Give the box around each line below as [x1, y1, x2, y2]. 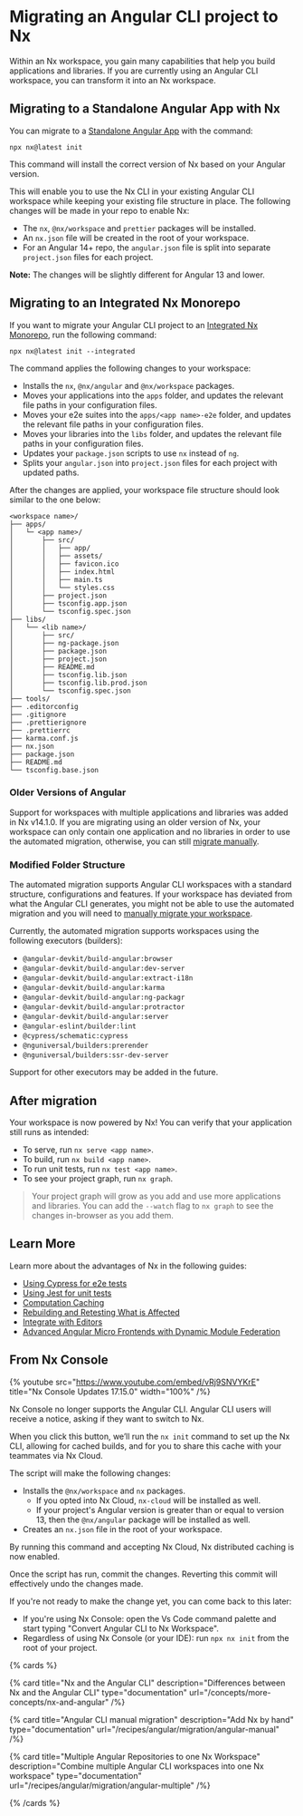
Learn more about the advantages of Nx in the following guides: [9, 1260, 247, 1271]
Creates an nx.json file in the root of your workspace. [22, 1523, 223, 1534]
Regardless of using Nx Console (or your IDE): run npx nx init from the [22, 1632, 289, 1643]
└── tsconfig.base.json [9, 765, 99, 774]
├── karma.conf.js [9, 733, 79, 743]
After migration [9, 1093, 98, 1108]
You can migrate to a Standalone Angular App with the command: [9, 125, 253, 136]
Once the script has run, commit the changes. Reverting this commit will [9, 1568, 278, 1579]
